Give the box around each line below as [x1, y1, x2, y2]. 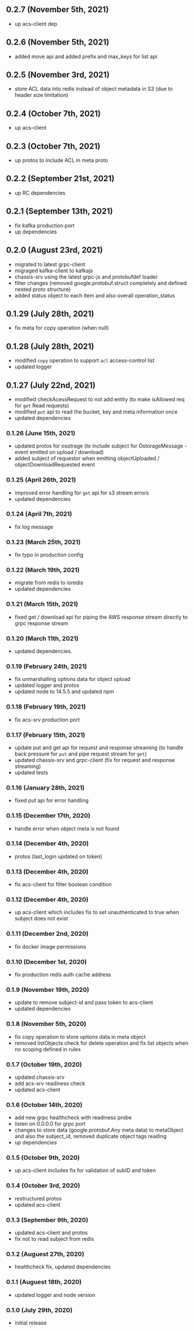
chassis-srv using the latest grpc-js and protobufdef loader [14, 273, 158, 280]
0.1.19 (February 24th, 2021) [6, 662, 87, 670]
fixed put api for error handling [14, 797, 89, 804]
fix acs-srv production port [14, 716, 80, 723]
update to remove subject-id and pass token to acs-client [14, 999, 154, 1006]
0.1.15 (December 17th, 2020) [6, 812, 91, 820]
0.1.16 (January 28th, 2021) [6, 783, 85, 791]
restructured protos [14, 1195, 62, 1202]
